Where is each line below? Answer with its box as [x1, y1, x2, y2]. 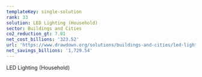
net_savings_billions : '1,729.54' [6, 48, 93, 54]
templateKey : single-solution [6, 8, 82, 15]
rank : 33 [6, 14, 28, 20]
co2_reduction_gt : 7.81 [6, 31, 66, 37]
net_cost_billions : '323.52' [6, 36, 79, 42]
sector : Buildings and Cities [6, 25, 82, 32]
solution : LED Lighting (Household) [6, 20, 98, 26]
